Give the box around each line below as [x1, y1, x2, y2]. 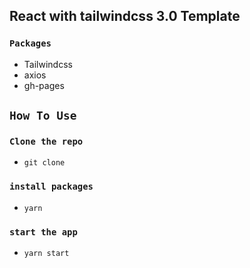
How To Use [9, 109, 77, 123]
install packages [9, 181, 94, 193]
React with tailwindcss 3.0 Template [9, 8, 241, 25]
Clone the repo [9, 136, 84, 147]
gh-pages [23, 79, 65, 91]
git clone [23, 158, 66, 168]
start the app [9, 226, 78, 238]
